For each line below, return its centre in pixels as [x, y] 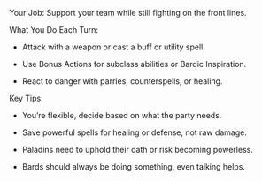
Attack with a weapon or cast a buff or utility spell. [114, 47]
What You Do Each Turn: [54, 30]
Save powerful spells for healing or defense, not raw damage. [135, 132]
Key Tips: [26, 98]
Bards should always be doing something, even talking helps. [134, 166]
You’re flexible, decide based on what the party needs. [122, 115]
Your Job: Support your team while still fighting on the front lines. [128, 13]
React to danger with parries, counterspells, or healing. [122, 81]
